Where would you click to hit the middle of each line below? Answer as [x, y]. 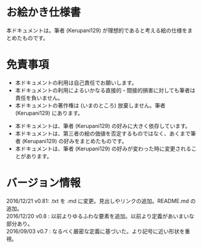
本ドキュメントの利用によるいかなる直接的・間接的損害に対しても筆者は [105, 90]
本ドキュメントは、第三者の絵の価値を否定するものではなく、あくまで [103, 133]
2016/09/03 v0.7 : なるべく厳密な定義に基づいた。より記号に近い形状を [96, 231]
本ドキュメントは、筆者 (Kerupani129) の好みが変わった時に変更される [103, 149]
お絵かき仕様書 [44, 12]
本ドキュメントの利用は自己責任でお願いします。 [76, 82]
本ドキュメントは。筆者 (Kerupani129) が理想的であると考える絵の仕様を [97, 30]
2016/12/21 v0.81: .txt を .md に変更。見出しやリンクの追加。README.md [98, 201]
